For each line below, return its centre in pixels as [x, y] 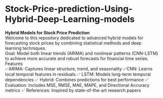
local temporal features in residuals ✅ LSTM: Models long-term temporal [78, 74]
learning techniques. [26, 48]
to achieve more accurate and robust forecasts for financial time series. [77, 58]
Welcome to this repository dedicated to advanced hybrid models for [74, 38]
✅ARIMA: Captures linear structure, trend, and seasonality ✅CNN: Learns [79, 68]
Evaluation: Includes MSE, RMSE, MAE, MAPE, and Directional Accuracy [77, 85]
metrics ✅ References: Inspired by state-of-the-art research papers [73, 90]
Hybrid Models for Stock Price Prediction [47, 33]
